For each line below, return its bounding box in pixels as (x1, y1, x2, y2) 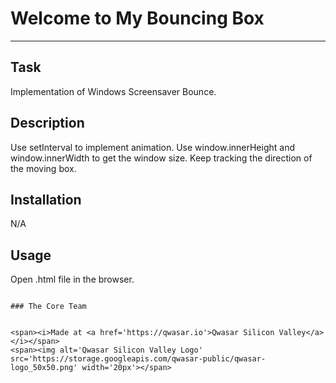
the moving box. (10, 162, 77, 174)
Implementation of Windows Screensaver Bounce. (10, 85, 217, 97)
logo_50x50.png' (10, 363, 78, 373)
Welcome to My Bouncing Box (10, 7, 265, 30)
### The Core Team (10, 302, 87, 312)
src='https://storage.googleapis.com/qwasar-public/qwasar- (10, 354, 267, 364)
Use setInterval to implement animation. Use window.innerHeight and (10, 141, 296, 153)
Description (10, 115, 85, 132)
